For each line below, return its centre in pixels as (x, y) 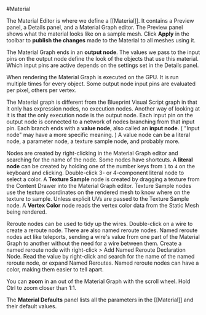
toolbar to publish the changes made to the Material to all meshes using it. (101, 40)
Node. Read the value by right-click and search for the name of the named (101, 256)
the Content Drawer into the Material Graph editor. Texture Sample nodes (99, 186)
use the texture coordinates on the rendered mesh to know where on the (98, 192)
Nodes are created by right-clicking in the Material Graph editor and (92, 153)
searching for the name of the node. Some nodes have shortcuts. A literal (100, 160)
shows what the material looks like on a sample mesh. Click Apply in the (98, 34)
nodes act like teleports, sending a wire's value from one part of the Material (103, 237)
